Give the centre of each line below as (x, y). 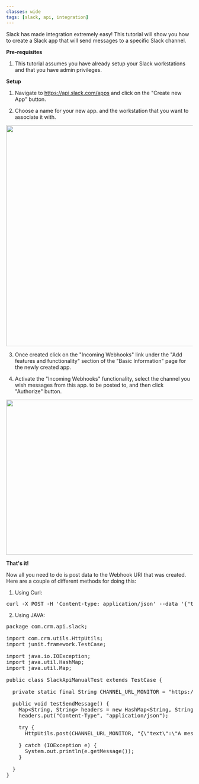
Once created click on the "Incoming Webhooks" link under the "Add (98, 355)
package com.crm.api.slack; (47, 626)
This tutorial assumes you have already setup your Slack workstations (100, 64)
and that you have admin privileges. (58, 69)
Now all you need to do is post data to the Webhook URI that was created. (96, 574)
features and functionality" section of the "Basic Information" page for (100, 361)
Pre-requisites (24, 52)
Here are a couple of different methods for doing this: (71, 581)
